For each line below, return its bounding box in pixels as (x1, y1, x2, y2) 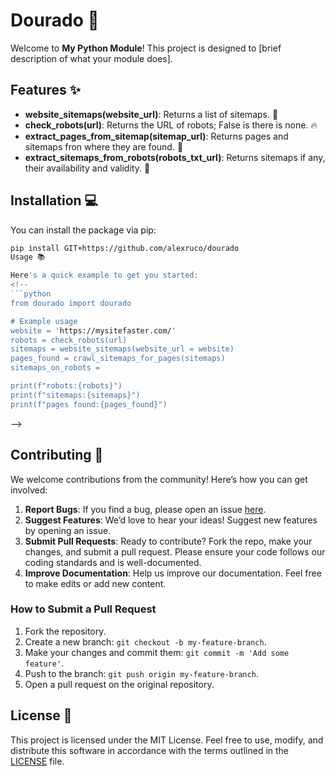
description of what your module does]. (10, 52, 173, 64)
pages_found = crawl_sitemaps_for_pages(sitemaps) (10, 354, 226, 364)
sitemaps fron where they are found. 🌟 (24, 140, 184, 153)
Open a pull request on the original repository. (24, 678, 215, 690)
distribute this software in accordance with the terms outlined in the (10, 744, 290, 756)
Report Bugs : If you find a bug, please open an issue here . (24, 503, 267, 515)
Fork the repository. (24, 625, 107, 637)
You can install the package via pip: (10, 224, 157, 236)
